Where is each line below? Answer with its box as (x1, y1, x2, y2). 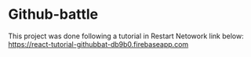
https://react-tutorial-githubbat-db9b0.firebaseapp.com (8, 39, 189, 48)
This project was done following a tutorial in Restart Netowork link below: (8, 31, 245, 41)
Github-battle (8, 5, 99, 23)
